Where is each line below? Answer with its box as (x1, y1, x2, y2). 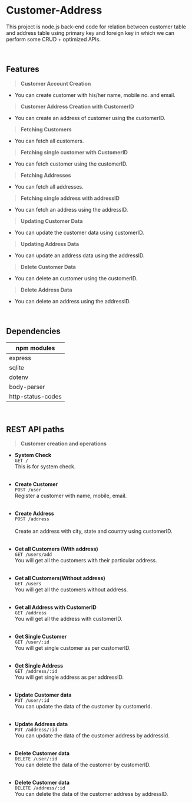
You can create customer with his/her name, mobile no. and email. (14, 91, 176, 98)
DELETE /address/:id (14, 785, 65, 791)
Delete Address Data (20, 286, 72, 293)
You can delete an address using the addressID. (14, 297, 131, 305)
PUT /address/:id (14, 727, 58, 733)
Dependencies (6, 326, 61, 336)
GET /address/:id (14, 669, 58, 675)
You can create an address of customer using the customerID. (14, 114, 165, 121)
